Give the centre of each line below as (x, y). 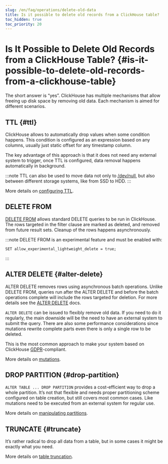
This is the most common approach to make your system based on (75, 344)
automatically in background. (35, 166)
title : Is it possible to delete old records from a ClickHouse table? (82, 15)
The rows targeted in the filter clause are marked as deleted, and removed (83, 224)
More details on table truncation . (39, 456)
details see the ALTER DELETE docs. (43, 303)
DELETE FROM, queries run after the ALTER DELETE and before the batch (82, 292)
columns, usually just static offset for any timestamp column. (69, 145)
